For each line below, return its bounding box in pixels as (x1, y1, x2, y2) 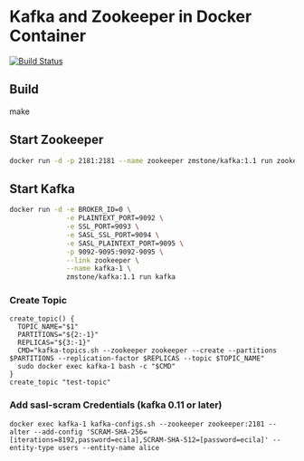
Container (9, 25, 87, 46)
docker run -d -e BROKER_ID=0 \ (9, 206, 131, 215)
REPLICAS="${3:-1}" (17, 338, 91, 348)
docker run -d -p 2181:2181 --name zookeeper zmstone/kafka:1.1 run (9, 156, 273, 165)
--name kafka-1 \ (66, 264, 131, 274)
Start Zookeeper (9, 132, 104, 148)
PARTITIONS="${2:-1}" (17, 331, 100, 340)
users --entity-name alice (57, 443, 160, 452)
